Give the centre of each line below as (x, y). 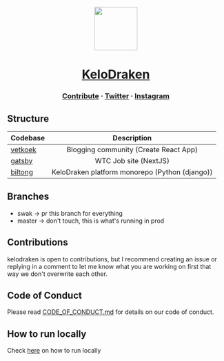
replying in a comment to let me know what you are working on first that (109, 266)
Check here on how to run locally (54, 351)
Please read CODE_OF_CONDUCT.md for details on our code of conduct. (111, 312)
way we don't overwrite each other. (58, 274)
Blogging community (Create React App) (132, 149)
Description (132, 138)
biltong (22, 172)
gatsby (22, 160)
